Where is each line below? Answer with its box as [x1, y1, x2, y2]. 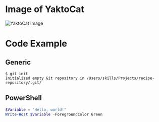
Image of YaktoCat [5, 4, 85, 15]
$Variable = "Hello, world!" [5, 107, 67, 112]
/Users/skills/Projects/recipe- [86, 76, 155, 81]
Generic [5, 58, 31, 67]
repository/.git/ [5, 80, 42, 85]
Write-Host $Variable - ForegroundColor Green [5, 112, 102, 117]
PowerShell [5, 94, 42, 102]
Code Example [5, 38, 67, 49]
